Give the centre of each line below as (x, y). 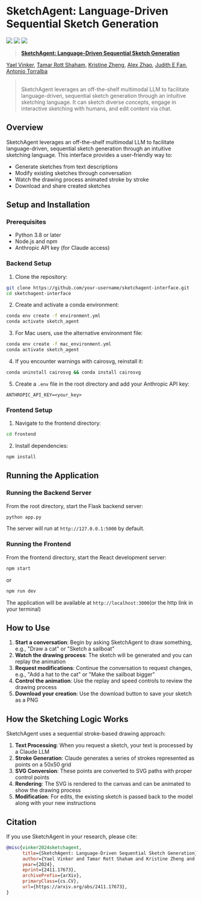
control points (32, 777)
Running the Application (53, 476)
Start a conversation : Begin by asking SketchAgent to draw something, (103, 642)
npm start (19, 568)
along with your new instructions (55, 803)
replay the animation (40, 661)
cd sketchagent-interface (38, 293)
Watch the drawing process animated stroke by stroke (82, 179)
